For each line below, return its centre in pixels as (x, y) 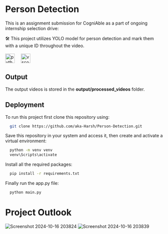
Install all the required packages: (39, 164)
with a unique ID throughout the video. (45, 46)
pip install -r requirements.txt (45, 174)
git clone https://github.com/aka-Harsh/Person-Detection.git (76, 126)
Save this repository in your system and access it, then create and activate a (84, 136)
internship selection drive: (32, 28)
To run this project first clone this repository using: (57, 117)
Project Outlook (38, 213)
